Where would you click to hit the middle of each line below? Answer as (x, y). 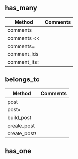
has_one (18, 151)
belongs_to (22, 80)
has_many (21, 8)
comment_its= (24, 62)
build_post (19, 117)
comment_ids (23, 54)
